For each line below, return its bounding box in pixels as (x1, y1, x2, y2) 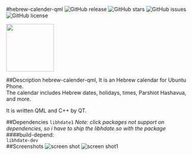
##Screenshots (6, 143, 44, 150)
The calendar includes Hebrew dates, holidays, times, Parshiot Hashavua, (6, 89, 187, 96)
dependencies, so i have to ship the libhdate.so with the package (6, 125, 166, 132)
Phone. (6, 83, 24, 89)
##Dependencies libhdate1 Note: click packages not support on (6, 119, 165, 125)
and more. (6, 95, 32, 103)
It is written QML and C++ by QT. (6, 107, 87, 114)
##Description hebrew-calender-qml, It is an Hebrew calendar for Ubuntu (6, 76, 187, 83)
